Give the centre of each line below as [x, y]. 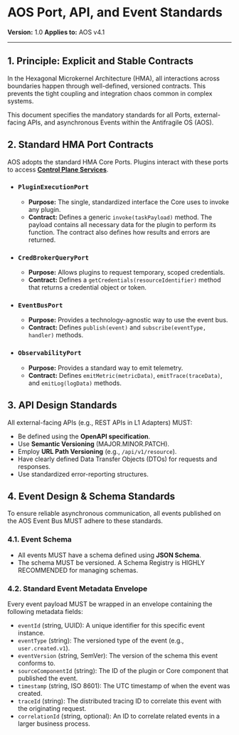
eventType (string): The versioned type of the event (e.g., [101, 640]
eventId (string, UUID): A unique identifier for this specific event [111, 625]
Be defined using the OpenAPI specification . [84, 436]
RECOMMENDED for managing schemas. [78, 570]
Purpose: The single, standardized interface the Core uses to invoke [129, 202]
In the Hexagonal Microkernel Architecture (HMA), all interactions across [114, 78]
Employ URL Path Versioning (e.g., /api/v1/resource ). [97, 451]
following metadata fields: [45, 611]
